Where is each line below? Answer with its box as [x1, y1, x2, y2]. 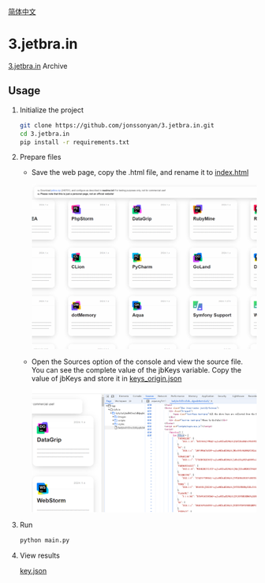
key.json [19, 566, 47, 576]
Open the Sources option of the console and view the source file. [31, 357, 243, 366]
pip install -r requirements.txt [19, 138, 130, 146]
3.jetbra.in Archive [8, 61, 68, 70]
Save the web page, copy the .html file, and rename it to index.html [31, 168, 249, 177]
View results [19, 551, 61, 560]
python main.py [19, 536, 70, 544]
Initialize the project [19, 105, 84, 115]
